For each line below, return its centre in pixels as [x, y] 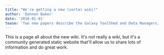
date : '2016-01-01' [25, 18]
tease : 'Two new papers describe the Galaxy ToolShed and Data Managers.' [83, 23]
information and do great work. [36, 47]
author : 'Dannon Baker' [30, 14]
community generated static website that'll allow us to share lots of [73, 42]
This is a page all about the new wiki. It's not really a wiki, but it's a [73, 37]
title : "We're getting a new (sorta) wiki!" [51, 9]
